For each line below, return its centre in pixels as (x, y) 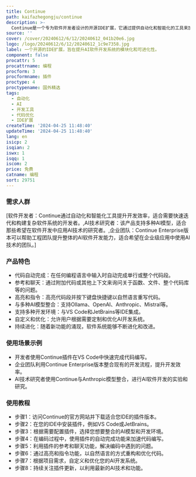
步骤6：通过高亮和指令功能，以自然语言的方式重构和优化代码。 (90, 453)
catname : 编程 (23, 175)
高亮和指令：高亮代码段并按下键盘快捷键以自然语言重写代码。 (89, 297)
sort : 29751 (20, 180)
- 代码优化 (23, 115)
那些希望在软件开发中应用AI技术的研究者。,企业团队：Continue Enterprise (95, 230)
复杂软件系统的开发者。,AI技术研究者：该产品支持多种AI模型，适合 (106, 223)
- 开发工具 (23, 109)
